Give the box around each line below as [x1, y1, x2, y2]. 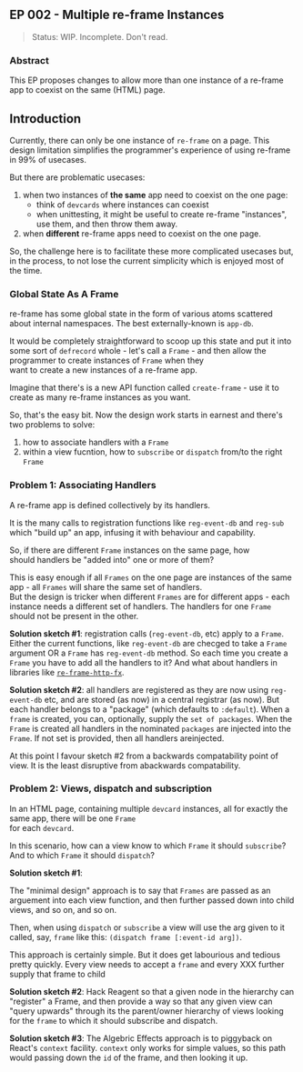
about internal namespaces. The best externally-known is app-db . [9, 318, 255, 329]
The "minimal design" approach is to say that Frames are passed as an [9, 885, 271, 896]
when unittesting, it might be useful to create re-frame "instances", [35, 208, 288, 219]
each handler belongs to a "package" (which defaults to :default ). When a [9, 704, 290, 715]
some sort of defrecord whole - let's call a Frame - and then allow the [9, 346, 267, 356]
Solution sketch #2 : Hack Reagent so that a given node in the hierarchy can [9, 986, 295, 997]
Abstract [9, 54, 50, 66]
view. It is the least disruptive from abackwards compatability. [9, 759, 241, 771]
